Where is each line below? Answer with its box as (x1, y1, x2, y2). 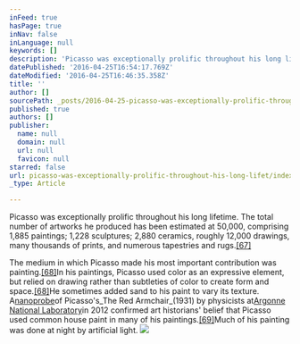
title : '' (9, 80, 46, 88)
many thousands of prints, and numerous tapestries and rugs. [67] (9, 240, 252, 251)
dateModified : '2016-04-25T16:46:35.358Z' (9, 71, 170, 80)
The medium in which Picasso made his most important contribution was (9, 257, 277, 268)
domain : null (17, 138, 66, 147)
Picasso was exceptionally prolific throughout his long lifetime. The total (9, 212, 274, 222)
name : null (17, 130, 58, 138)
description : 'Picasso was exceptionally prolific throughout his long (9, 55, 281, 63)
